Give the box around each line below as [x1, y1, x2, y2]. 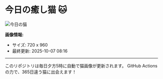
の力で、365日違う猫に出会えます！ [5, 69, 77, 75]
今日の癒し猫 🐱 [5, 4, 67, 16]
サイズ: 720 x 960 [12, 42, 48, 47]
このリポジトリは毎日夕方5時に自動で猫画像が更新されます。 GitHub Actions [5, 63, 158, 68]
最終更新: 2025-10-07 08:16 [12, 48, 68, 54]
